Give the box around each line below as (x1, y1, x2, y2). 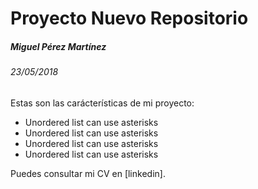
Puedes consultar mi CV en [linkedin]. (10, 167, 166, 179)
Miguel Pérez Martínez (10, 40, 107, 52)
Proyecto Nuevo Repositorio (10, 7, 249, 30)
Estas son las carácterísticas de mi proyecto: (10, 97, 195, 109)
